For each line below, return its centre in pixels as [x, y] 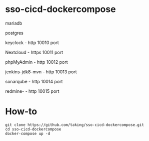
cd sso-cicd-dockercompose [33, 129]
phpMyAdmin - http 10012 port [37, 62]
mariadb [14, 23]
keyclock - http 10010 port [32, 42]
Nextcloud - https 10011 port [34, 52]
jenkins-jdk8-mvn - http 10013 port [41, 72]
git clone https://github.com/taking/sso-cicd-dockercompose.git [74, 125]
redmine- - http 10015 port [32, 91]
